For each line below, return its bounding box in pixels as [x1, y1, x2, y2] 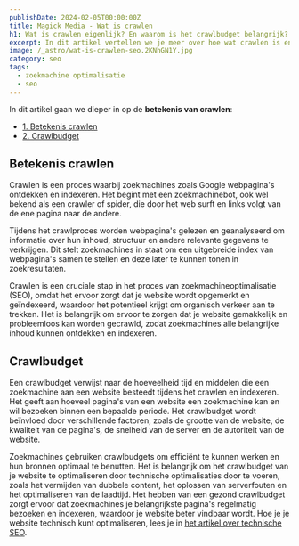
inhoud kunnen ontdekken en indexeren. [9, 328, 158, 338]
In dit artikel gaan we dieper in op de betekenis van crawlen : [9, 103, 233, 114]
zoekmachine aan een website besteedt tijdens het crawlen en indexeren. [9, 387, 279, 397]
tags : [9, 63, 29, 72]
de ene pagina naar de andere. [9, 208, 122, 219]
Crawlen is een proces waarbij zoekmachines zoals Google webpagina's [9, 180, 275, 191]
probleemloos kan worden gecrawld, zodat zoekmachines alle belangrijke [9, 318, 279, 330]
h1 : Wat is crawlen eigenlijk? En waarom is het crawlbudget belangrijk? [9, 29, 289, 38]
